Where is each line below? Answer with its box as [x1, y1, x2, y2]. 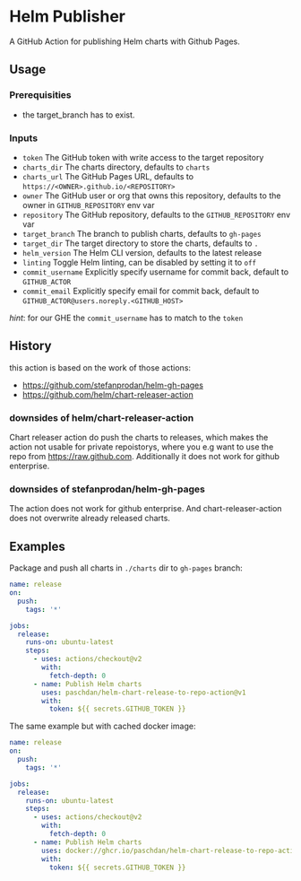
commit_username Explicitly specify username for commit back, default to [21, 266, 289, 277]
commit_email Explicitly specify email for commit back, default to [21, 285, 260, 296]
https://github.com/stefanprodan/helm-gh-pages [21, 379, 204, 390]
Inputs [9, 132, 39, 144]
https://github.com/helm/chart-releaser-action [21, 388, 194, 400]
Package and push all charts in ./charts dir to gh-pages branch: [9, 563, 244, 573]
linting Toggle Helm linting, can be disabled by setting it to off [21, 257, 257, 267]
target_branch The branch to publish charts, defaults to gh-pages [21, 228, 262, 239]
